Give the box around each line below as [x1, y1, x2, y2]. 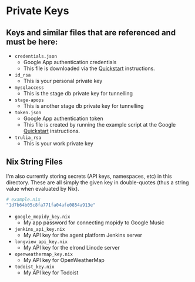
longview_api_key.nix [14, 238, 68, 245]
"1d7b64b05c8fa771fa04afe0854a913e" [6, 202, 96, 208]
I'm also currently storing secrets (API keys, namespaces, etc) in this [6, 172, 172, 180]
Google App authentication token [23, 115, 104, 122]
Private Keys [6, 4, 69, 18]
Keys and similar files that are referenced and [6, 28, 176, 38]
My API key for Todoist [23, 269, 79, 276]
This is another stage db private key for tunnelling [23, 102, 144, 110]
